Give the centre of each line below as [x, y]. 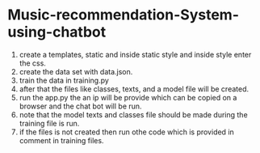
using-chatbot [57, 32]
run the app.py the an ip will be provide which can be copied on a [128, 97]
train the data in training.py [64, 80]
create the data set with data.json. [76, 71]
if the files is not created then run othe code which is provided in [127, 132]
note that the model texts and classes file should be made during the [133, 114]
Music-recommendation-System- [124, 15]
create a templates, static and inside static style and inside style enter [135, 54]
